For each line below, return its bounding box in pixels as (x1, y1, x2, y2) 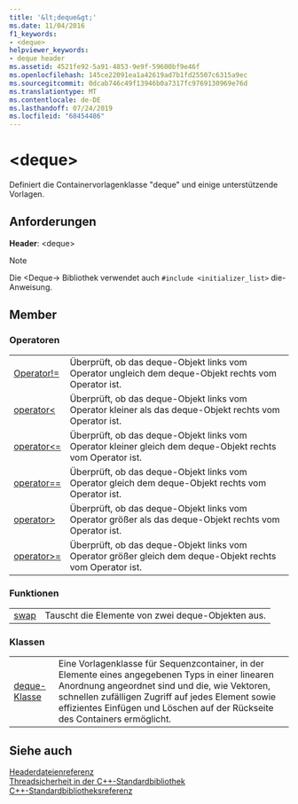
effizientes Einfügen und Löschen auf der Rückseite (58, 702, 274, 714)
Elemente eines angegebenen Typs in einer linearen (58, 668, 275, 681)
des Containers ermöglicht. (58, 713, 171, 725)
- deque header (9, 54, 66, 63)
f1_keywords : (9, 29, 58, 38)
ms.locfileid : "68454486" (9, 112, 105, 121)
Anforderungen (9, 215, 97, 230)
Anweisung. (9, 281, 53, 293)
